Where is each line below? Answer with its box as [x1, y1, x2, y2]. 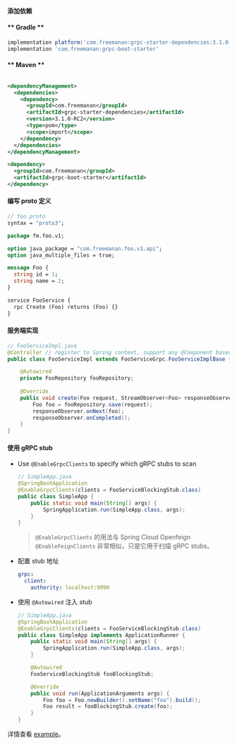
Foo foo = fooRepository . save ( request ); [32, 401, 153, 408]
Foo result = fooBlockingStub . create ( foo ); [43, 703, 173, 710]
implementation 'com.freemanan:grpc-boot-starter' [7, 45, 159, 52]
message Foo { [7, 264, 49, 271]
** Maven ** [7, 61, 45, 69]
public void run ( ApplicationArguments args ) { [30, 690, 170, 697]
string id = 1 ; [13, 271, 59, 278]
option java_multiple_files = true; [7, 252, 115, 259]
